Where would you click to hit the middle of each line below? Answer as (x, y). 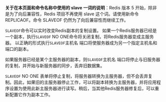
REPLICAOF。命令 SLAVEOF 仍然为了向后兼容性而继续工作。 (67, 20)
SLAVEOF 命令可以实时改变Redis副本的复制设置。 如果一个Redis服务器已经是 (81, 31)
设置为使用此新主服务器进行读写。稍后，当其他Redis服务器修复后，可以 (82, 88)
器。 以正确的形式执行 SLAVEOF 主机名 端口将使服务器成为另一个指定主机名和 (81, 43)
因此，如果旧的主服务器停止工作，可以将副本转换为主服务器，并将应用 (85, 82)
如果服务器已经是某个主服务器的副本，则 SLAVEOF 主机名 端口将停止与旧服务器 (83, 59)
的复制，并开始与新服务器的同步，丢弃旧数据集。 (55, 66)
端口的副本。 (18, 49)
